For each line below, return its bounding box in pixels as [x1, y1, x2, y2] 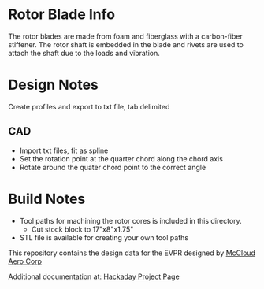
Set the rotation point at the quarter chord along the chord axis [19, 154, 223, 163]
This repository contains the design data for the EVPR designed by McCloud [8, 248, 256, 258]
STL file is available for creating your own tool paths [19, 232, 189, 242]
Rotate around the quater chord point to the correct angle [19, 162, 206, 172]
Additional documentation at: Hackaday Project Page [8, 272, 180, 281]
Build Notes [8, 190, 86, 208]
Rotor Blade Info [8, 6, 116, 24]
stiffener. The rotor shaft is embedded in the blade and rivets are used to [8, 39, 244, 49]
